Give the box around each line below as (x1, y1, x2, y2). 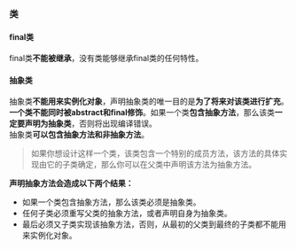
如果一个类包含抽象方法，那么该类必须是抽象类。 (21, 197, 201, 207)
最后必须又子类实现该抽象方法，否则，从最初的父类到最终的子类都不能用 (21, 219, 286, 230)
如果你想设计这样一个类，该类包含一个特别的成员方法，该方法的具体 (30, 148, 280, 159)
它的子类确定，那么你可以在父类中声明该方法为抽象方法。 (46, 160, 257, 170)
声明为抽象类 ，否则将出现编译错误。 (24, 118, 157, 129)
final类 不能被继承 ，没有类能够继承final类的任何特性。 (9, 53, 204, 64)
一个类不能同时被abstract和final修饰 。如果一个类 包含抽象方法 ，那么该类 (9, 107, 276, 118)
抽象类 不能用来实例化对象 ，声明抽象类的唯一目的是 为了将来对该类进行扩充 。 (9, 96, 289, 107)
